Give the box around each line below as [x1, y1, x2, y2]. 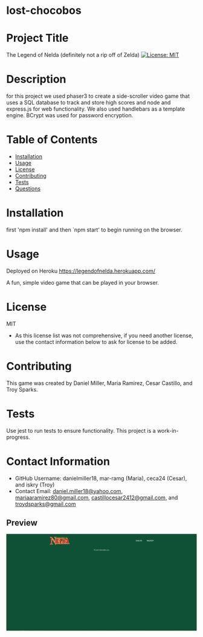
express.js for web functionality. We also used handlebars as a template [6, 105, 185, 112]
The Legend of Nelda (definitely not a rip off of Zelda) [6, 51, 140, 59]
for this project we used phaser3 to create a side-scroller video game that [6, 92, 190, 100]
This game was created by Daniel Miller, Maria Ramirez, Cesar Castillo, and [6, 379, 193, 387]
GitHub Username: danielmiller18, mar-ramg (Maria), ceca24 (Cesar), [14, 474, 187, 482]
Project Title [6, 31, 69, 45]
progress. [6, 433, 30, 441]
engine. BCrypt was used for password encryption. [6, 112, 134, 119]
